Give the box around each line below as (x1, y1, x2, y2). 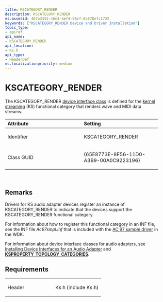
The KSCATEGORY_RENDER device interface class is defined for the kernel (5, 98, 155, 105)
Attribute (7, 120, 29, 127)
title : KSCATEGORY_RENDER (5, 7, 57, 12)
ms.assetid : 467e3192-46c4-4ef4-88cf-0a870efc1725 (5, 16, 110, 21)
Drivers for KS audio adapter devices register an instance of (5, 201, 125, 207)
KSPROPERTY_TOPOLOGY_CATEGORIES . (5, 251, 90, 257)
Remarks (5, 188, 33, 197)
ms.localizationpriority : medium (5, 61, 73, 66)
